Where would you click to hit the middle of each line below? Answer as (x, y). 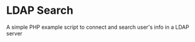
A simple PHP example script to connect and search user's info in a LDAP (98, 27)
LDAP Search (40, 10)
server (15, 33)
